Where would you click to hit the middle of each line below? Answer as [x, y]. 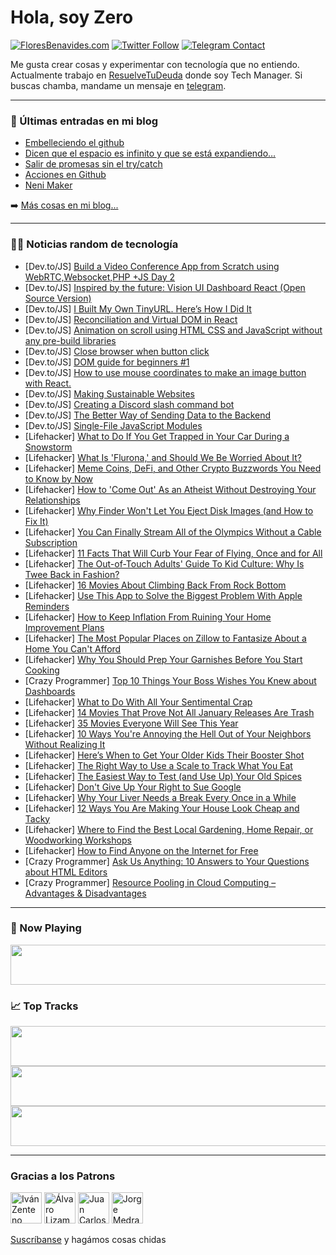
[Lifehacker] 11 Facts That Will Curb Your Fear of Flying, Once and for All [173, 553]
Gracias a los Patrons [63, 1176]
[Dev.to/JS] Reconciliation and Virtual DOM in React [131, 319]
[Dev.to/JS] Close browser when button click [117, 351]
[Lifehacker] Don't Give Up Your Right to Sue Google [133, 787]
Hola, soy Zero [72, 17]
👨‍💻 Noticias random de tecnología [94, 244]
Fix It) [36, 521]
